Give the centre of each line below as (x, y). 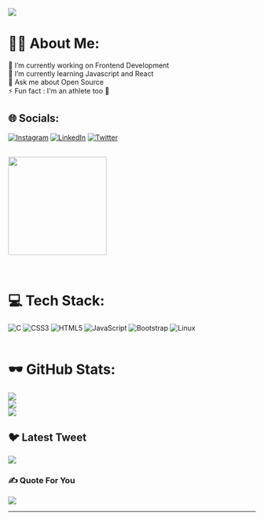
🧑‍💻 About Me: (54, 44)
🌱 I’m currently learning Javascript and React (81, 73)
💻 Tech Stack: (57, 300)
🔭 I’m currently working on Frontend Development (89, 65)
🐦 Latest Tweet (48, 438)
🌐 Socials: (34, 118)
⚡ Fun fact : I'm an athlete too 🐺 (59, 90)
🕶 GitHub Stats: (62, 369)
